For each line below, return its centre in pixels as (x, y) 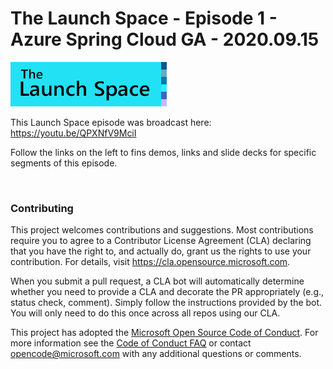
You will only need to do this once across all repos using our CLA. (145, 313)
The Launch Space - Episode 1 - (144, 18)
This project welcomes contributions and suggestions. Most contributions (162, 230)
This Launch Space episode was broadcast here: (111, 123)
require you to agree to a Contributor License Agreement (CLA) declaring (161, 241)
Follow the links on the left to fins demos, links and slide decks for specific (163, 153)
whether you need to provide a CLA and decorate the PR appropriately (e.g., (167, 292)
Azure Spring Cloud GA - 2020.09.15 (165, 39)
